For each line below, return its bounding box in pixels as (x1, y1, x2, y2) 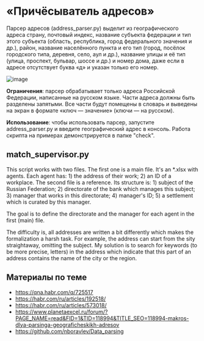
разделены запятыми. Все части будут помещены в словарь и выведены (6, 100, 197, 108)
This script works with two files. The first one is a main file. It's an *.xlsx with (6, 165, 199, 173)
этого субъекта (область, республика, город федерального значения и (6, 37, 192, 45)
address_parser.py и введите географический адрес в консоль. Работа (6, 125, 191, 132)
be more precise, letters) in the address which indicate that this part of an (6, 248, 191, 255)
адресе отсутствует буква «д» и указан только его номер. (6, 63, 159, 71)
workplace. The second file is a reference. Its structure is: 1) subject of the (6, 179, 194, 186)
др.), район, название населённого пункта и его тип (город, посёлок (6, 44, 186, 51)
